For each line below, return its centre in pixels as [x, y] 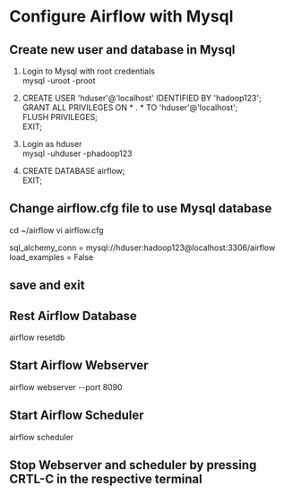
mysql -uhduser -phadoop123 [77, 153]
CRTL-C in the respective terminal [106, 479]
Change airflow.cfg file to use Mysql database [141, 208]
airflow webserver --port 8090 [66, 386]
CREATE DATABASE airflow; [73, 171]
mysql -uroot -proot [59, 81]
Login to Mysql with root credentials [88, 71]
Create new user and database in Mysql [122, 50]
